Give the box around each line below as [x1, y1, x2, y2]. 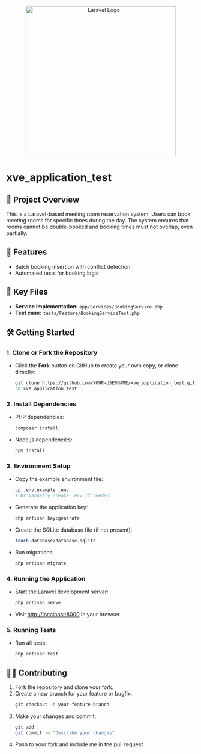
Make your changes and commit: [14, 713, 97, 720]
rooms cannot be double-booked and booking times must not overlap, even [6, 223, 193, 230]
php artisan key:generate [14, 515, 80, 521]
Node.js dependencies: [14, 436, 73, 443]
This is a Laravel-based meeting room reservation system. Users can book [6, 210, 191, 218]
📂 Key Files [6, 287, 48, 297]
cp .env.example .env [14, 487, 69, 493]
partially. [6, 230, 28, 237]
